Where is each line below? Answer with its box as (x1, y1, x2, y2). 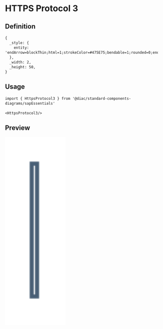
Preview (5, 124, 31, 132)
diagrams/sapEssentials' (5, 101, 55, 106)
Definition (5, 22, 35, 31)
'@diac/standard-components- (72, 96, 131, 101)
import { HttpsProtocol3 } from (5, 96, 70, 101)
